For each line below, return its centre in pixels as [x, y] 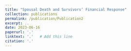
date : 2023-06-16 [23, 28]
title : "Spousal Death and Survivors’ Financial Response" [66, 9]
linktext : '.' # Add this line [39, 37]
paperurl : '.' [19, 32]
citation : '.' [19, 41]
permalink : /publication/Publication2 [44, 18]
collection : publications [31, 14]
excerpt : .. [17, 23]
